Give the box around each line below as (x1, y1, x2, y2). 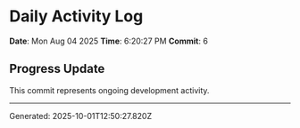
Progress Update (9, 61, 105, 76)
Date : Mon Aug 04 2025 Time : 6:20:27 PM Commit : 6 (9, 36, 208, 46)
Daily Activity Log (9, 6, 144, 27)
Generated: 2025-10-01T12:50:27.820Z (9, 110, 153, 121)
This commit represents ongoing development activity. (9, 84, 210, 95)
